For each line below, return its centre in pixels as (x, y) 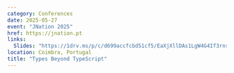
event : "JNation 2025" (40, 26)
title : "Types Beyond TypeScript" (57, 59)
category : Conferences (40, 14)
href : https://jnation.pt (45, 33)
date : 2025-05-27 (32, 20)
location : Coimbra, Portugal (49, 53)
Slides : (25, 46)
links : (17, 40)
